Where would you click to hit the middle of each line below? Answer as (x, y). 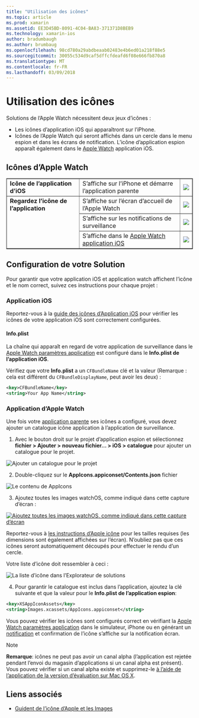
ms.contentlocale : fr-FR (37, 67)
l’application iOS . (28, 359)
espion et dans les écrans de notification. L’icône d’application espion (100, 142)
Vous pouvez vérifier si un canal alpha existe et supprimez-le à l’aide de (94, 669)
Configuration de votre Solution (66, 265)
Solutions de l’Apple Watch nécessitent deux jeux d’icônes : (78, 118)
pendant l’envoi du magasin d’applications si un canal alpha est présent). (95, 663)
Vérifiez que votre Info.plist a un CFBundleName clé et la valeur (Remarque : (97, 371)
